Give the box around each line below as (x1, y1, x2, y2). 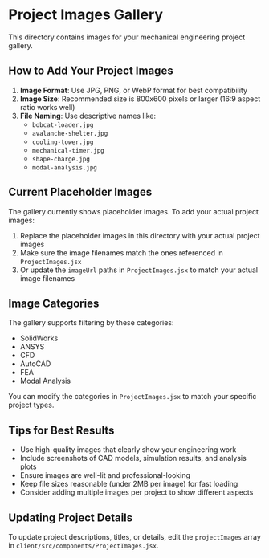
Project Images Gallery (8, 6, 163, 24)
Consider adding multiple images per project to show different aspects (19, 487, 254, 497)
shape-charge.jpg (31, 155, 91, 163)
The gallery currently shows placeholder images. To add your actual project (8, 206, 259, 216)
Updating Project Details (8, 511, 133, 524)
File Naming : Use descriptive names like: (19, 111, 157, 120)
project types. (8, 400, 55, 410)
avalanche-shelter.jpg (31, 129, 108, 137)
